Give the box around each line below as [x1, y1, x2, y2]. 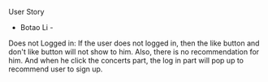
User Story [8, 7, 45, 16]
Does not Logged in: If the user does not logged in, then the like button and [8, 38, 260, 48]
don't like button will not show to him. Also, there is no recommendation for [8, 47, 260, 56]
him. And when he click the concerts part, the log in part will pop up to [8, 56, 244, 65]
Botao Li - [19, 23, 54, 32]
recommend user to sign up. [8, 64, 103, 74]
